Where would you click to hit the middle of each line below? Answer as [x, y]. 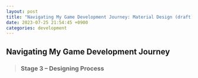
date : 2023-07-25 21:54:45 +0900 [47, 22]
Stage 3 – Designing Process [62, 68]
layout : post [22, 11]
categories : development [37, 28]
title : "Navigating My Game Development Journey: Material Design [89, 17]
